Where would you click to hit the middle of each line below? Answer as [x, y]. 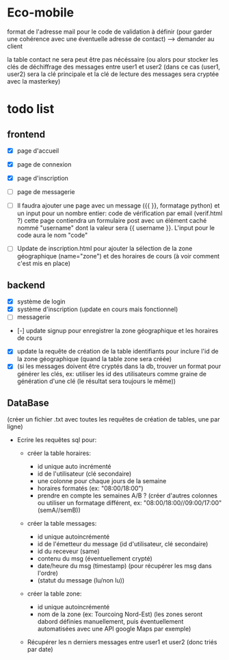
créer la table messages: [62, 524]
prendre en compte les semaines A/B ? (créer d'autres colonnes [127, 496]
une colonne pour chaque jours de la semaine [102, 481]
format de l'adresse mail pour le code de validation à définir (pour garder [110, 32]
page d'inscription [42, 178]
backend [26, 285]
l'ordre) [48, 573]
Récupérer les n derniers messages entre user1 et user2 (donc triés [122, 642]
